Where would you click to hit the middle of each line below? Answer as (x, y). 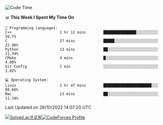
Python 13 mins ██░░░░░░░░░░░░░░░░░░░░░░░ (82, 49)
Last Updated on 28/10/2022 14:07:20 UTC (48, 107)
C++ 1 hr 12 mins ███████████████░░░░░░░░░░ (82, 32)
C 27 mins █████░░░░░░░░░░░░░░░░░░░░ (82, 41)
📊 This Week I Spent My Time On (40, 17)
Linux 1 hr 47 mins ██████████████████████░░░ (82, 85)
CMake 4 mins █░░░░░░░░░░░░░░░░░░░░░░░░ (82, 58)
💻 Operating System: (27, 80)
